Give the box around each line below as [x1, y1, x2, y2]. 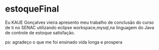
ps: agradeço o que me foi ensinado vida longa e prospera [5, 39, 123, 45]
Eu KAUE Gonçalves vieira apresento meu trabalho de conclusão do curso [5, 19, 154, 25]
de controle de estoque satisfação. [5, 30, 75, 35]
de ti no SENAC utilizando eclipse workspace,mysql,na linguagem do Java [5, 24, 155, 30]
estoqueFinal [5, 3, 60, 15]
